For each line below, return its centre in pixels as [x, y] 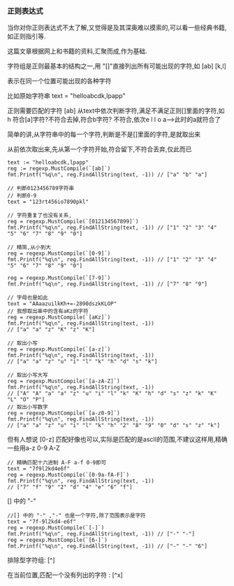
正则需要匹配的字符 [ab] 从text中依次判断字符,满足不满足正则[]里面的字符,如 [116, 111]
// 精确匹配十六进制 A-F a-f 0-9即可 [57, 463]
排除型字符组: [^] [31, 560]
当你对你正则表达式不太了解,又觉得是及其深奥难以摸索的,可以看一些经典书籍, [117, 28]
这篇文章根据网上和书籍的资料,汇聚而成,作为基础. [78, 51]
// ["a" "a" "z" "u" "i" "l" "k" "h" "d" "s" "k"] [82, 362]
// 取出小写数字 [28, 407]
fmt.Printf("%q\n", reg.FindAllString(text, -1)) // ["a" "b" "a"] [108, 175]
